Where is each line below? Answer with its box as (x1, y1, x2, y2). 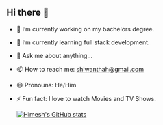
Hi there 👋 (6, 7, 49, 18)
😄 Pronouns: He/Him (16, 81, 77, 89)
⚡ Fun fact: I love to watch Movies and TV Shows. (16, 94, 157, 102)
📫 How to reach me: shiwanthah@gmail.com (16, 65, 145, 73)
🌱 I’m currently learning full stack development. (16, 38, 150, 46)
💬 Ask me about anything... (16, 51, 93, 59)
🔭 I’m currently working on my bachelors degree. (16, 25, 155, 33)
